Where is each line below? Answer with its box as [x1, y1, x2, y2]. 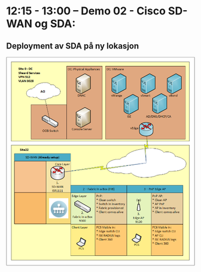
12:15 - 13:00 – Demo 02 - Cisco [6, 4, 166, 18]
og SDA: [34, 17, 76, 31]
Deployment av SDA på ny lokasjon [6, 41, 139, 51]
